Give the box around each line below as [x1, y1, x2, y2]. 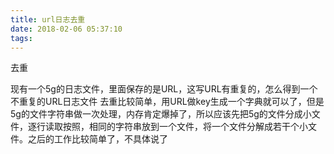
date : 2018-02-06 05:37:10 [10, 24, 123, 34]
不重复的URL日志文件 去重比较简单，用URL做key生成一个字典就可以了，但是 [10, 96, 325, 108]
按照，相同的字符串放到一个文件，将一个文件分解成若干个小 [62, 121, 308, 133]
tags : [10, 33, 33, 43]
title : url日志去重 [10, 14, 86, 25]
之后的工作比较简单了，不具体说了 [27, 133, 168, 145]
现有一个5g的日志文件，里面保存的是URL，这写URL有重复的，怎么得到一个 [10, 83, 318, 95]
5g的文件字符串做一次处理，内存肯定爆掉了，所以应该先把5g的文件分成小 [10, 108, 312, 120]
